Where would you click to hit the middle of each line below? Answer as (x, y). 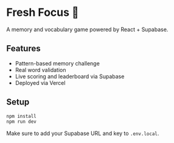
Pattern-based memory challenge (57, 63)
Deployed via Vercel (40, 82)
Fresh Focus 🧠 (43, 13)
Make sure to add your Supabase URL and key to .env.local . (83, 133)
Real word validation (40, 70)
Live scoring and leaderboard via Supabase (70, 76)
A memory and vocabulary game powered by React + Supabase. (87, 29)
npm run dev (21, 122)
